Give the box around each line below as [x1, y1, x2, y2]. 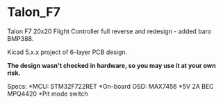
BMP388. [7, 34, 34, 42]
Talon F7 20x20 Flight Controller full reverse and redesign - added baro [7, 27, 212, 35]
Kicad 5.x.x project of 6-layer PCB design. [7, 48, 128, 56]
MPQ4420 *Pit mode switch [7, 89, 88, 98]
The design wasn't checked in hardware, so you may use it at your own [7, 61, 217, 69]
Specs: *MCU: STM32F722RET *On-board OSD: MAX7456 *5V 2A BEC [7, 82, 214, 90]
